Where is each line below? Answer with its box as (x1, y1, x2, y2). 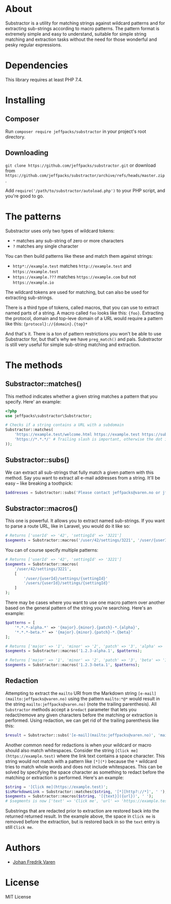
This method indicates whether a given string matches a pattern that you (5, 393, 158, 399)
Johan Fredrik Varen (12, 859, 55, 865)
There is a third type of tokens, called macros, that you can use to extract (5, 304, 159, 310)
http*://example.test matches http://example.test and (12, 263, 131, 269)
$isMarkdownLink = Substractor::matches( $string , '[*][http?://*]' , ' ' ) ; (5, 789, 167, 794)
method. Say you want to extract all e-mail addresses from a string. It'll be (5, 474, 160, 481)
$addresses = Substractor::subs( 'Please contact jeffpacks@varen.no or (5, 490, 160, 495)
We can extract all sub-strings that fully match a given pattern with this (5, 469, 154, 476)
